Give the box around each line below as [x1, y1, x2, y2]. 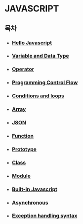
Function [11, 132, 34, 139]
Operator [11, 66, 34, 73]
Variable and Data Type [11, 53, 69, 60]
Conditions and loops [11, 92, 65, 99]
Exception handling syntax [11, 212, 78, 219]
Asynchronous [11, 199, 48, 206]
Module [11, 172, 31, 179]
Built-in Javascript [11, 186, 57, 193]
